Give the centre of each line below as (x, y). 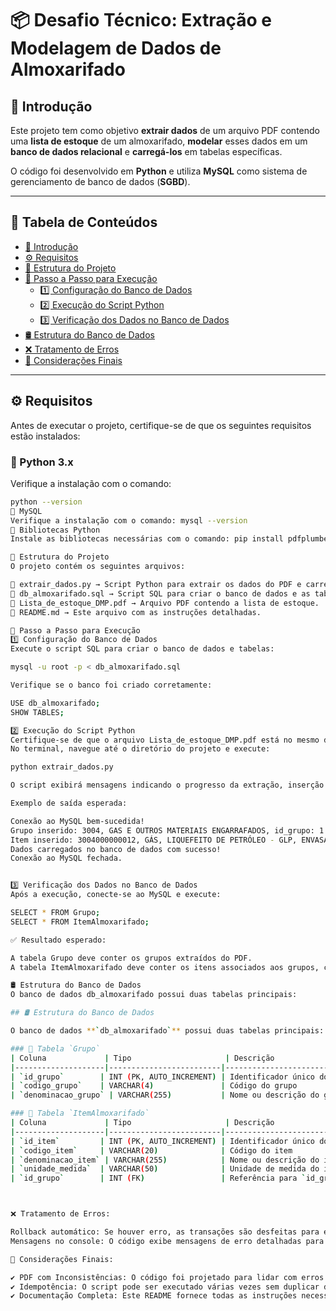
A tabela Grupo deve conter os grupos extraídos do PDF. (131, 958)
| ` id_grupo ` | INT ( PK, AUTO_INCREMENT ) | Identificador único (163, 1077)
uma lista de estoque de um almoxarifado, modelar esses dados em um (159, 141)
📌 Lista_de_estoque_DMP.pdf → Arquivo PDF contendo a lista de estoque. (165, 603)
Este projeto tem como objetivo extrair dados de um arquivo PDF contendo (165, 130)
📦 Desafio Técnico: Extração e (141, 20)
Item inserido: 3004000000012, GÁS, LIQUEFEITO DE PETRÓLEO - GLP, (154, 840)
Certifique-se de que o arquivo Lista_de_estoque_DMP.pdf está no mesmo (165, 740)
